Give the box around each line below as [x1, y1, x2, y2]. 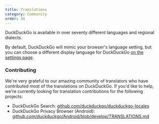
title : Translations [5, 7, 48, 12]
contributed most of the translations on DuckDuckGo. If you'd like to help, [5, 83, 154, 89]
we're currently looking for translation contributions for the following [5, 88, 143, 94]
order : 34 [5, 16, 26, 21]
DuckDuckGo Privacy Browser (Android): [12, 108, 95, 114]
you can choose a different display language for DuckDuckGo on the [5, 49, 144, 55]
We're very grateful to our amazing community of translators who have [5, 78, 148, 83]
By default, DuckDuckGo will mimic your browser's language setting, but [5, 44, 152, 50]
